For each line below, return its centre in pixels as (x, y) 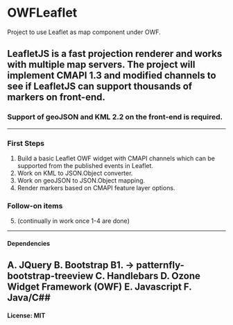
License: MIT (26, 315)
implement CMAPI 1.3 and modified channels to (112, 75)
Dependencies (29, 243)
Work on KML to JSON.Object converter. (75, 173)
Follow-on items (35, 206)
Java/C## (29, 298)
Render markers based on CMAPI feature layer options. (96, 187)
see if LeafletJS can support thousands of (100, 86)
